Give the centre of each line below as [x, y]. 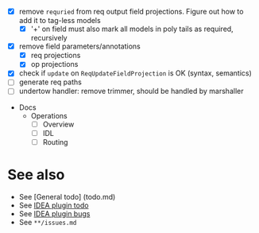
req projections [56, 56]
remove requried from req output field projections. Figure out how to [131, 12]
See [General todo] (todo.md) [67, 196]
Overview [58, 124]
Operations [49, 115]
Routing [55, 142]
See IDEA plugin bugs [54, 213]
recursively [49, 38]
